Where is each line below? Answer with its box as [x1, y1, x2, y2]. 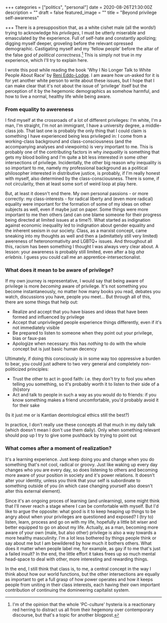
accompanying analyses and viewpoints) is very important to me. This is [5, 143, 153, 149]
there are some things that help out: [5, 299, 79, 305]
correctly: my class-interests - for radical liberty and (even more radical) [5, 196, 153, 202]
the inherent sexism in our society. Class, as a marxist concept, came [5, 227, 147, 234]
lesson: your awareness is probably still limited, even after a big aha [5, 249, 144, 255]
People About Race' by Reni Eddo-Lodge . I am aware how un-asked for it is [5, 72, 160, 78]
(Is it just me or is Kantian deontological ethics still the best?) [5, 412, 130, 418]
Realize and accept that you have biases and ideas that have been [12, 309, 148, 315]
